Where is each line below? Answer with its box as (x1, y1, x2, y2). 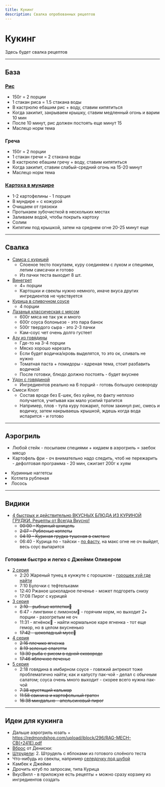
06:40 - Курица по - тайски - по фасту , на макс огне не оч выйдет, (19, 539, 160, 545)
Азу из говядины (12, 335, 48, 341)
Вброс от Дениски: (12, 745, 53, 751)
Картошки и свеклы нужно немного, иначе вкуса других (19, 288, 139, 293)
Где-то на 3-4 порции (19, 340, 65, 346)
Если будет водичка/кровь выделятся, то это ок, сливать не (19, 350, 146, 356)
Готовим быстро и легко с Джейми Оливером (5, 556, 121, 563)
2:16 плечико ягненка (19, 640, 65, 646)
